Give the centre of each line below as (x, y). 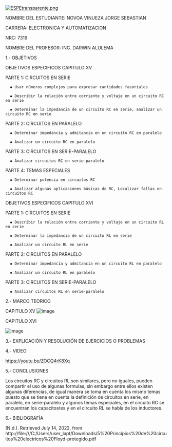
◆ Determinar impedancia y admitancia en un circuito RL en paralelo (86, 264)
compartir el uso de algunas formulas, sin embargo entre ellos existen (79, 386)
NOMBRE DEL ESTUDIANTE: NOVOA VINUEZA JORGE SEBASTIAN (76, 18)
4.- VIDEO (16, 351)
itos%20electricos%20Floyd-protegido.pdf (51, 439)
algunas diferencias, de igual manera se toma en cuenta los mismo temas (83, 392)
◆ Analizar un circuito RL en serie (49, 245)
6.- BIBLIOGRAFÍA (24, 418)
